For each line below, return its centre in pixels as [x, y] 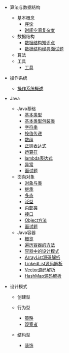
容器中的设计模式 [42, 251]
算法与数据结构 [25, 7]
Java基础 [26, 109]
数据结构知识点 [40, 43]
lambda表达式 [38, 158]
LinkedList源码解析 [44, 264]
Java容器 [26, 233]
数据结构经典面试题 [44, 49]
